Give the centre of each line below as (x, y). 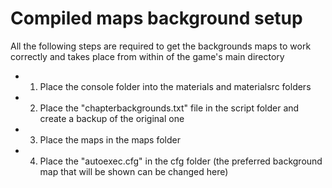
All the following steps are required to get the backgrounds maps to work (161, 46)
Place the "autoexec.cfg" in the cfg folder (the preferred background (181, 161)
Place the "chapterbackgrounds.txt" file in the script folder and (169, 108)
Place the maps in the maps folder (110, 139)
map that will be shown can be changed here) (134, 171)
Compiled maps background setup (156, 18)
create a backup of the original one (112, 118)
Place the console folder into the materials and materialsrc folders (175, 86)
